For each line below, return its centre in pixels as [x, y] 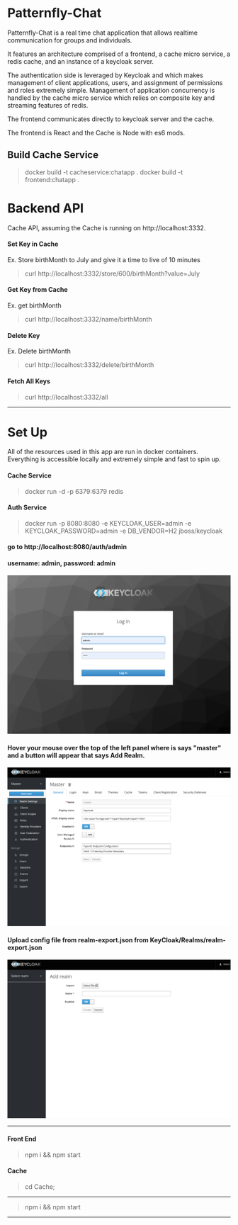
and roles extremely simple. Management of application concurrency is [111, 90]
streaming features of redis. [48, 105]
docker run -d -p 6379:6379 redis [74, 491]
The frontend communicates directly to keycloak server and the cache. [111, 119]
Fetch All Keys [29, 381]
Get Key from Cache [38, 290]
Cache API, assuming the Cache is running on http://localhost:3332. [107, 227]
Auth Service [27, 507]
